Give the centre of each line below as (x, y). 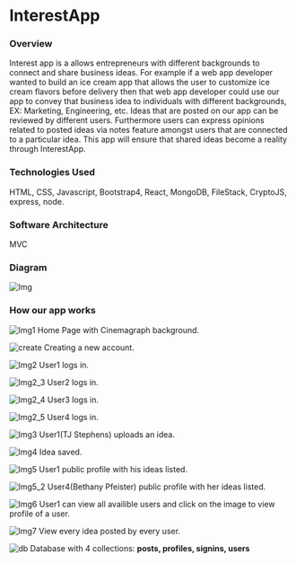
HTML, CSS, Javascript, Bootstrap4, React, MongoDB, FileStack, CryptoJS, (148, 192)
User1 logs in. (64, 365)
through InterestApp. (48, 149)
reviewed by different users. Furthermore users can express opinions (137, 120)
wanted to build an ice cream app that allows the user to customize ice (140, 83)
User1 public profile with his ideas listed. (113, 469)
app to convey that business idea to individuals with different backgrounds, (148, 101)
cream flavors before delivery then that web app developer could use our (144, 92)
